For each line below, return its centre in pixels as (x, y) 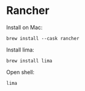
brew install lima (29, 61)
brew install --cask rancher (43, 38)
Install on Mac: (24, 27)
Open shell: (20, 72)
